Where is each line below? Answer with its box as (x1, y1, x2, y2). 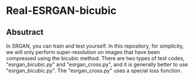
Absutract (6, 27, 44, 37)
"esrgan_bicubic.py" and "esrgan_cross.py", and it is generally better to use (6, 61, 188, 68)
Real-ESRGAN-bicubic (6, 4, 117, 17)
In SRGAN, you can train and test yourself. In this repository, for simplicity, (6, 42, 184, 49)
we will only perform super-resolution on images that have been (6, 49, 160, 56)
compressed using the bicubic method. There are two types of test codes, (6, 55, 185, 61)
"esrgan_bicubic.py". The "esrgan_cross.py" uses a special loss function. (6, 67, 182, 74)
